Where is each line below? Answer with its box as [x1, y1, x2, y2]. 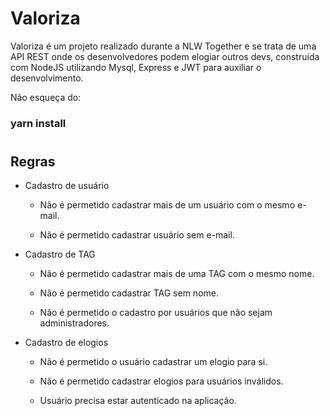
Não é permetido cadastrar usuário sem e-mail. [39, 229, 235, 241]
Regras [10, 153, 56, 171]
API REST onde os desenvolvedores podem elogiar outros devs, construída [10, 50, 320, 62]
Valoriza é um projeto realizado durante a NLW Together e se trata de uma [10, 40, 317, 52]
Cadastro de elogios [24, 337, 109, 349]
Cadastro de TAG [24, 248, 96, 261]
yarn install [10, 116, 67, 130]
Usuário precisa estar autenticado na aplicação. [39, 395, 237, 407]
